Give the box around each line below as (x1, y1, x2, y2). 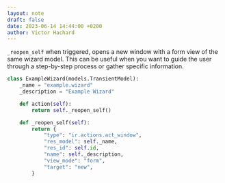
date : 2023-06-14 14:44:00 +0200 (7, 23, 103, 29)
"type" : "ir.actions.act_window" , (43, 132, 142, 139)
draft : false (7, 16, 44, 23)
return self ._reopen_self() (31, 107, 111, 113)
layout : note (7, 10, 44, 17)
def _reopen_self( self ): (19, 119, 90, 126)
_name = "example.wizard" (19, 82, 94, 89)
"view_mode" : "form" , (43, 157, 106, 164)
